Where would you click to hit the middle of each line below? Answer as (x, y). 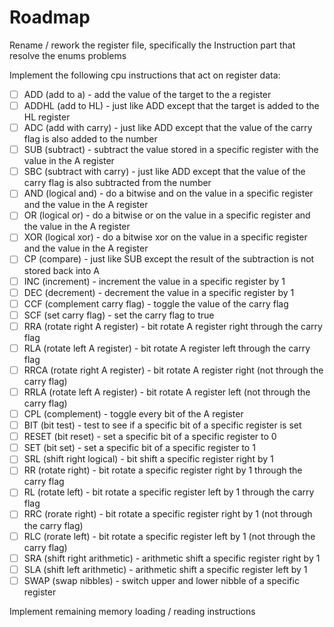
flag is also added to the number (90, 139)
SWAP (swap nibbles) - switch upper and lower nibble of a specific (161, 580)
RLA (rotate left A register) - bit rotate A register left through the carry (167, 348)
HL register (47, 117)
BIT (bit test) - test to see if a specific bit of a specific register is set (162, 425)
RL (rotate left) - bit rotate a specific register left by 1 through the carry (169, 492)
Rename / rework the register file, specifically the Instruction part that (152, 45)
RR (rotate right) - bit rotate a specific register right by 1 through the (163, 470)
